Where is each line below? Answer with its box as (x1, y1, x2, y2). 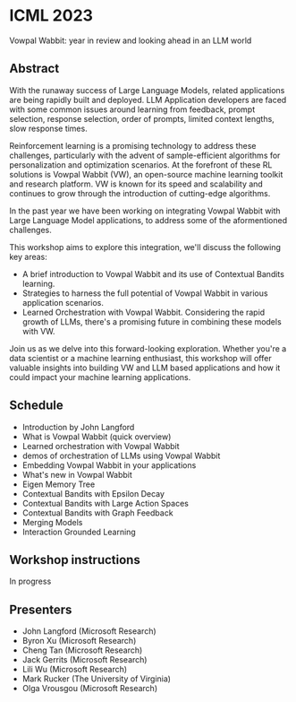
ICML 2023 (9, 5, 94, 26)
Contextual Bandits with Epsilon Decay (21, 488, 165, 498)
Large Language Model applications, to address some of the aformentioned (9, 214, 288, 225)
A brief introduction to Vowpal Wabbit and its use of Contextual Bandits (21, 268, 284, 279)
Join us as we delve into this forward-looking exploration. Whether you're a (9, 342, 287, 354)
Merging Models (21, 516, 83, 527)
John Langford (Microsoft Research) (21, 626, 156, 637)
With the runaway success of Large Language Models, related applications (9, 84, 285, 95)
